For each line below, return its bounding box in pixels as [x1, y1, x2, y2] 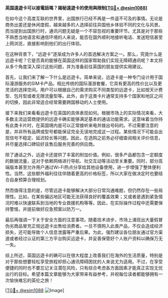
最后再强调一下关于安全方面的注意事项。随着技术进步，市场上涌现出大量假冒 [5, 217, 163, 222]
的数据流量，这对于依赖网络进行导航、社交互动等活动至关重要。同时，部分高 [5, 158, 163, 164]
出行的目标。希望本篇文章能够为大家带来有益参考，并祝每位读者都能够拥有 [5, 271, 158, 277]
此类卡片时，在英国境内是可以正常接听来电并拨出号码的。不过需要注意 [9, 122, 154, 128]
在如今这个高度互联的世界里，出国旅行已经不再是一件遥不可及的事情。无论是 [5, 15, 163, 21]
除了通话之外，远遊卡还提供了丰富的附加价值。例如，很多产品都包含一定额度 [5, 152, 163, 157]
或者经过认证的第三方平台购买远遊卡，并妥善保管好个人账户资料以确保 [9, 235, 154, 241]
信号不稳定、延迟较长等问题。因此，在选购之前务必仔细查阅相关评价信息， [9, 135, 163, 140]
